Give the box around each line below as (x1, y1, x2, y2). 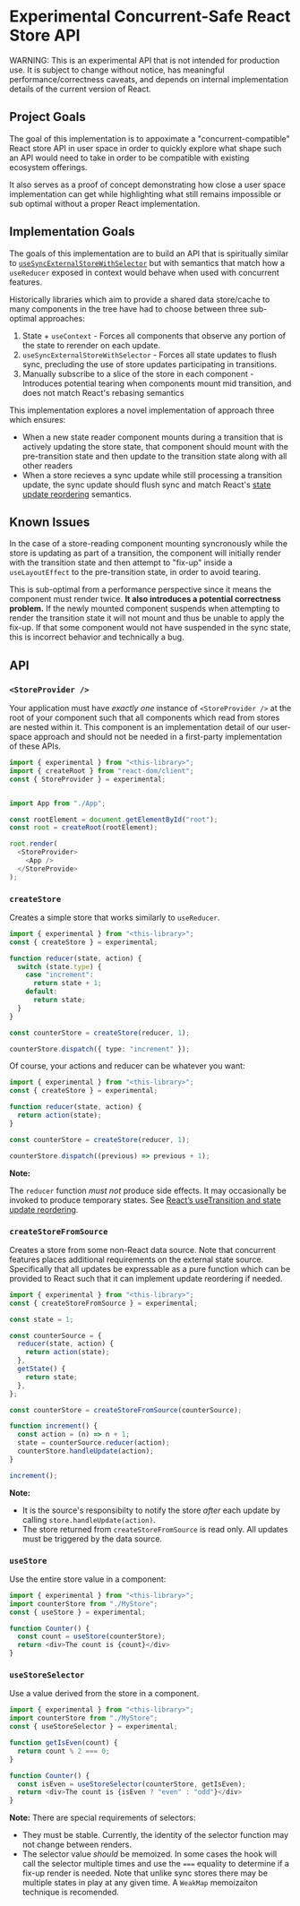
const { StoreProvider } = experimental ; (9, 775, 167, 784)
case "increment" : (25, 970, 94, 980)
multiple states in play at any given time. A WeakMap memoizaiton (21, 1877, 258, 1888)
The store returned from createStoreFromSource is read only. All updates (21, 1524, 288, 1534)
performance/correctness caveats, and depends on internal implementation (9, 73, 289, 84)
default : (25, 987, 58, 996)
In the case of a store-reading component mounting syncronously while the (9, 538, 288, 549)
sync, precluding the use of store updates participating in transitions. (21, 358, 278, 369)
